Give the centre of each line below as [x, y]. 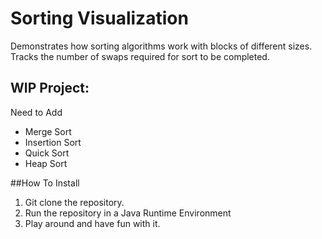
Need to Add [36, 112]
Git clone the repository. [74, 202]
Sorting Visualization [99, 18]
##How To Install [45, 183]
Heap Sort [46, 163]
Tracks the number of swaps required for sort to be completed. [140, 56]
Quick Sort [47, 153]
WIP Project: [50, 88]
